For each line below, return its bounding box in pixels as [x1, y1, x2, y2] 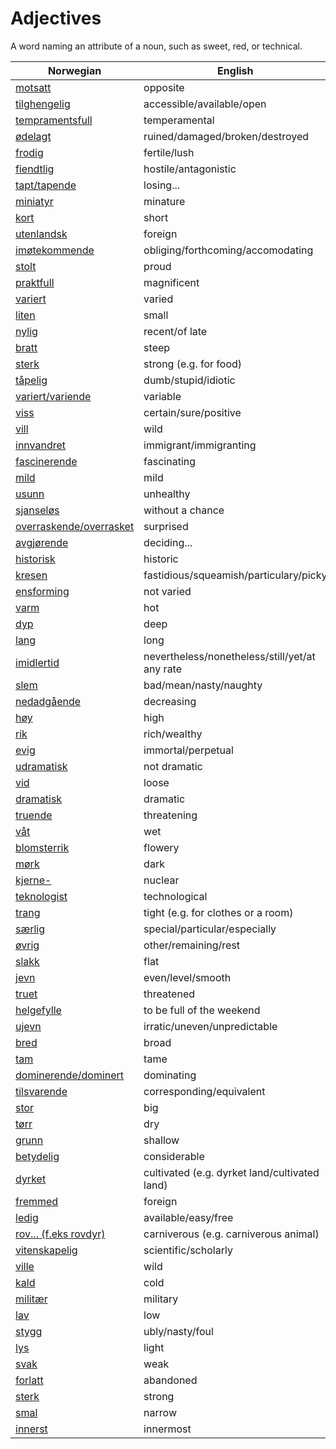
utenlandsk [15, 227, 68, 241]
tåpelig [15, 373, 48, 387]
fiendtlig [15, 162, 55, 176]
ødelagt [15, 129, 52, 143]
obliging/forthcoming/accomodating [143, 243, 314, 257]
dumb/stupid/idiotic [143, 373, 236, 387]
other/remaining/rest [143, 938, 241, 952]
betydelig [15, 1149, 60, 1163]
